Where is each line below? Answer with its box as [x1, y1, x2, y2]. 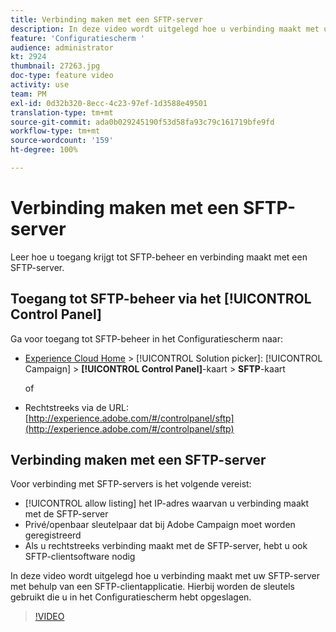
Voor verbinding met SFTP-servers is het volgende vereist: [10, 478, 252, 490]
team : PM [10, 89, 47, 99]
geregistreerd [24, 529, 82, 541]
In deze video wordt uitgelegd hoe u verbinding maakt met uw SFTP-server [10, 570, 321, 582]
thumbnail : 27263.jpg [10, 61, 101, 71]
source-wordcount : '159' [10, 136, 114, 146]
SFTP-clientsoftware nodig [24, 551, 136, 563]
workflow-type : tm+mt [10, 126, 101, 136]
